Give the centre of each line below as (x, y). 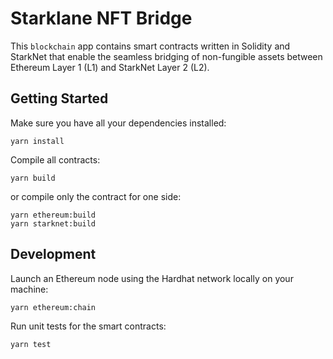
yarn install (37, 141)
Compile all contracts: (55, 159)
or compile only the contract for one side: (96, 196)
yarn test (31, 344)
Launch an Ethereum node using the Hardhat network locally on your (152, 278)
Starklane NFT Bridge (101, 18)
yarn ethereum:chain (53, 307)
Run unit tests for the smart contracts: (88, 326)
